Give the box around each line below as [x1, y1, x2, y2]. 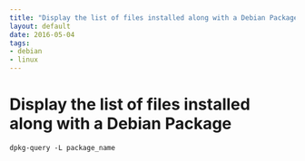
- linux [9, 55, 39, 64]
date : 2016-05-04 [9, 30, 75, 39]
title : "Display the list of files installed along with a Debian [9, 13, 266, 23]
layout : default [9, 22, 71, 31]
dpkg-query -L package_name [9, 143, 116, 152]
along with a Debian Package [9, 114, 232, 134]
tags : [9, 38, 30, 48]
